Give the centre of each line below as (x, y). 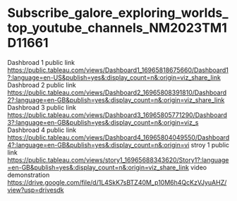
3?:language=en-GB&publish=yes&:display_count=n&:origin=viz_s (103, 122)
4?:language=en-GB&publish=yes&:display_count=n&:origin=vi (98, 145)
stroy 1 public (210, 145)
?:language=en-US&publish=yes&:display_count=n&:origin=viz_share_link (114, 77)
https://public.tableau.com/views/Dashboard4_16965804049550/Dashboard (119, 137)
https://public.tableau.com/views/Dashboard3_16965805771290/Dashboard (117, 115)
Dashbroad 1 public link (41, 62)
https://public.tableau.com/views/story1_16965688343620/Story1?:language (118, 159)
